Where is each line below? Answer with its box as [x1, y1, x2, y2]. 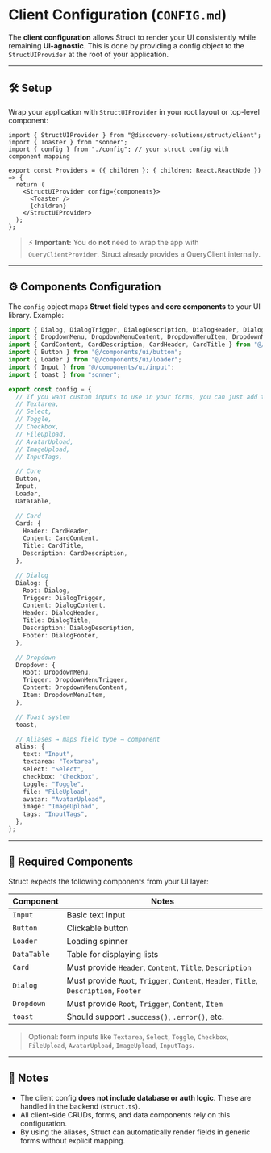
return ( [15, 180, 45, 189]
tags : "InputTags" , [23, 810, 89, 818]
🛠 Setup [8, 81, 52, 95]
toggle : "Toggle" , [23, 780, 85, 788]
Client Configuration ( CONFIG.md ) [8, 6, 227, 24]
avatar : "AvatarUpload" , [23, 795, 106, 804]
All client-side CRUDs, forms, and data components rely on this [19, 1109, 231, 1119]
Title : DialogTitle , [23, 616, 92, 625]
